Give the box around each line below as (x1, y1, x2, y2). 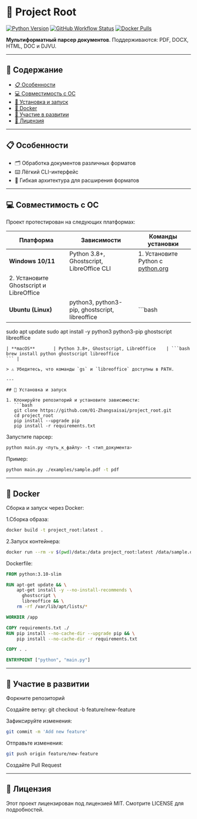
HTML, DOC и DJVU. (6, 42, 57, 49)
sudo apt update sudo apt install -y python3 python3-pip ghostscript (6, 328, 172, 335)
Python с (138, 257, 163, 266)
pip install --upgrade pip (13, 418, 80, 424)
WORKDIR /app (6, 614, 38, 620)
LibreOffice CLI (69, 264, 111, 273)
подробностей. (6, 806, 44, 813)
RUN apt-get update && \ (6, 582, 67, 588)
